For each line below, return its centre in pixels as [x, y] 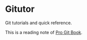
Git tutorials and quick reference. [39, 23]
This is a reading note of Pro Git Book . [44, 32]
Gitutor [20, 9]
